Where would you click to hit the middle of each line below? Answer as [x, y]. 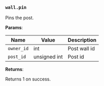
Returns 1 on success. [28, 79]
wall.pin [16, 7]
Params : [14, 28]
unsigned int [48, 57]
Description [82, 40]
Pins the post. [19, 18]
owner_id [18, 49]
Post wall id [81, 49]
